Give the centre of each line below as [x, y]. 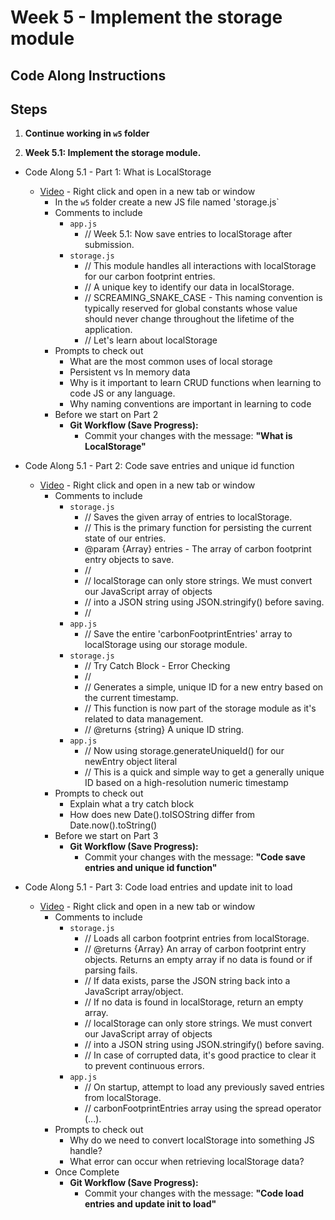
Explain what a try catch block [132, 804]
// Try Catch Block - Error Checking [157, 666]
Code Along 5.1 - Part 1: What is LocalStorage [118, 172]
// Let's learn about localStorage [151, 340]
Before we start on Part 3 [106, 836]
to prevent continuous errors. [144, 1066]
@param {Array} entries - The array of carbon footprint [198, 549]
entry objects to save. [129, 560]
